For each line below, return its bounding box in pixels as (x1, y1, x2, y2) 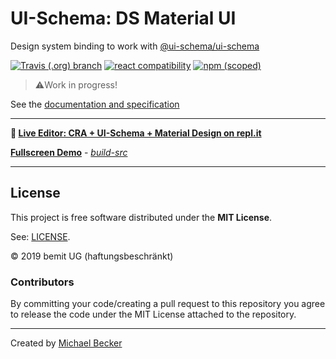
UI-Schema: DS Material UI (10, 7, 237, 30)
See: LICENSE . (10, 230, 71, 242)
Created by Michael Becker (10, 337, 123, 349)
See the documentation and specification (10, 98, 180, 110)
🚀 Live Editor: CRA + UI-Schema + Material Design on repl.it (10, 127, 262, 139)
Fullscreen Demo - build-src (10, 146, 128, 158)
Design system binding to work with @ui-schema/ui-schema (10, 40, 260, 52)
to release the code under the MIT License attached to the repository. (10, 308, 297, 321)
